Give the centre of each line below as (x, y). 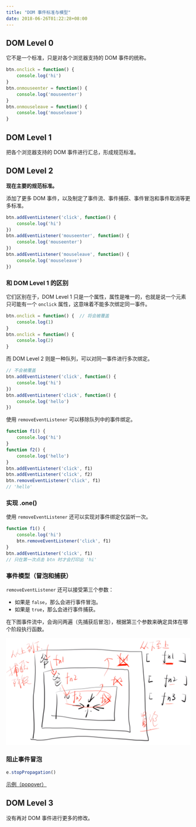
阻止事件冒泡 (24, 759)
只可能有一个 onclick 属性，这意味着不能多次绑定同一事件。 (78, 304)
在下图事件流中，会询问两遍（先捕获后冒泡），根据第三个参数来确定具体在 (94, 621)
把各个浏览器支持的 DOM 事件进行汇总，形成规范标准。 (73, 152)
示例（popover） (26, 784)
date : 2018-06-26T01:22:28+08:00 (47, 18)
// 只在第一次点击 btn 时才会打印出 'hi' (51, 559)
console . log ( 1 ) (35, 322)
